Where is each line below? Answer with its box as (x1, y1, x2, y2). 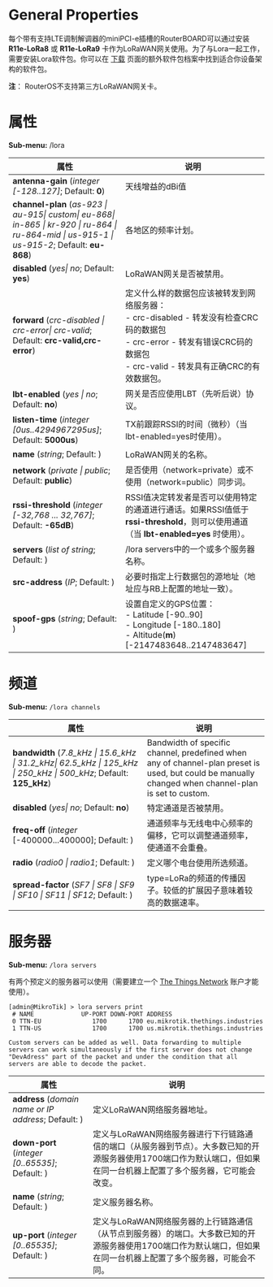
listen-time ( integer (12, 414, 89, 425)
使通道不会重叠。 (146, 842, 213, 853)
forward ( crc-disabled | (12, 314, 105, 326)
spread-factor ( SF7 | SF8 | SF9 (12, 879, 135, 890)
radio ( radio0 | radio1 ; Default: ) (12, 856, 136, 868)
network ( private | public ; (12, 465, 111, 476)
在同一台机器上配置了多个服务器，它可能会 (93, 1164, 256, 1176)
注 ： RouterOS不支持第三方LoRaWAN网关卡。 (8, 81, 162, 91)
